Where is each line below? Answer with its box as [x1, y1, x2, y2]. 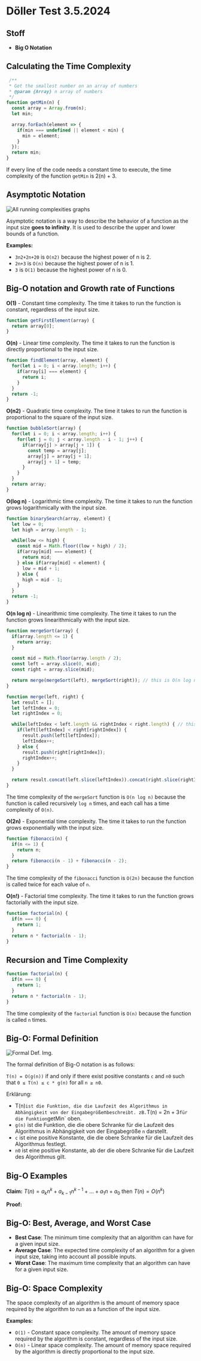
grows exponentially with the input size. [6, 824, 104, 831]
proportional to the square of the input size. [6, 414, 114, 421]
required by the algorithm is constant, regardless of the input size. [14, 1335, 178, 1342]
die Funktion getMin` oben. [14, 1115, 82, 1122]
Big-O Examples [6, 1171, 68, 1181]
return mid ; [22, 554, 52, 561]
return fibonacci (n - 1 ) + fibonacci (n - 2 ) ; [11, 858, 127, 864]
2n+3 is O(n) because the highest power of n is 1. [14, 259, 135, 267]
